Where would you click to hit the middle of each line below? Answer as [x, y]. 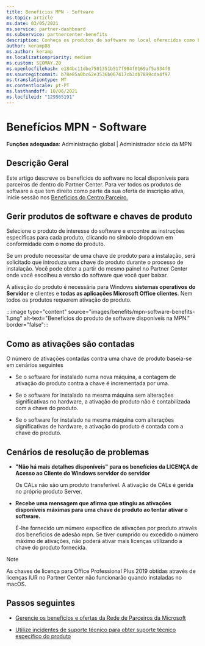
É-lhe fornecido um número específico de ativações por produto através [106, 528]
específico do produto [43, 636]
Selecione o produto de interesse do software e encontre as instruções [95, 231]
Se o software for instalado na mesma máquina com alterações [95, 420]
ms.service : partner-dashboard [46, 29]
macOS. [16, 584]
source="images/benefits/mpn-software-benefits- [131, 312]
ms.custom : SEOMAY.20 [34, 63]
